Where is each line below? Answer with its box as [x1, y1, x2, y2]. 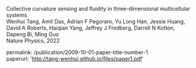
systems [6, 11, 27, 19]
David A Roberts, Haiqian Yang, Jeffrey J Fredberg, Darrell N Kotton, [6, 24, 176, 31]
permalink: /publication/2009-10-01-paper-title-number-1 [6, 49, 149, 56]
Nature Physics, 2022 [6, 37, 60, 44]
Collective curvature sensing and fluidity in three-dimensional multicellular [6, 5, 191, 12]
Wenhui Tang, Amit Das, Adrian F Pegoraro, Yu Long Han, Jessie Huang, [6, 18, 185, 25]
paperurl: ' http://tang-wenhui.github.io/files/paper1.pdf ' [6, 55, 144, 62]
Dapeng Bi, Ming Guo [6, 31, 59, 38]
